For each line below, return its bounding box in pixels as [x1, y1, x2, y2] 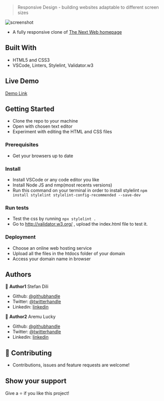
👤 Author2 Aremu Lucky [5, 314, 56, 320]
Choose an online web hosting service [12, 245, 92, 251]
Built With [5, 44, 37, 52]
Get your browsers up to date [12, 153, 74, 159]
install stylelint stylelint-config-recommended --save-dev [12, 193, 141, 198]
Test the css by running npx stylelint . [12, 216, 96, 222]
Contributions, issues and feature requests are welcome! [12, 362, 130, 368]
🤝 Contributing [5, 349, 52, 357]
